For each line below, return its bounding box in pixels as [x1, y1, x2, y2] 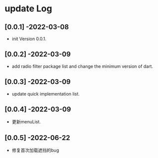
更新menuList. [11, 119, 41, 125]
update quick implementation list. [11, 91, 80, 97]
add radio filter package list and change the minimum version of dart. [11, 63, 153, 69]
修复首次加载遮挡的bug [11, 147, 59, 154]
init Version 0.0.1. [11, 36, 47, 42]
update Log [4, 3, 53, 14]
